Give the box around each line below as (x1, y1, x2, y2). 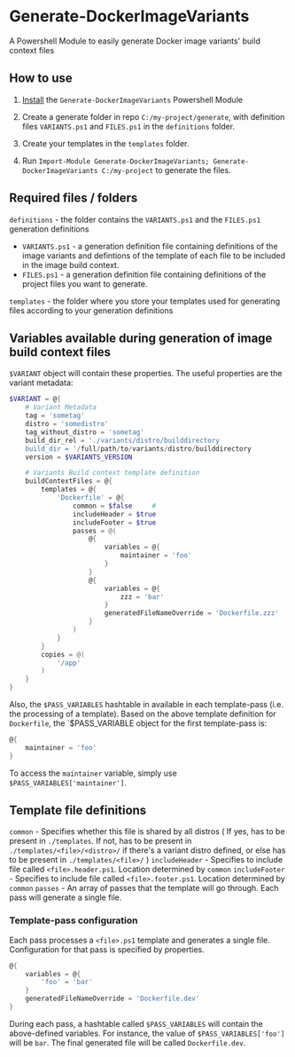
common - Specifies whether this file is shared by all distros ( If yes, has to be (9, 826, 285, 837)
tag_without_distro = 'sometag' (25, 428, 144, 437)
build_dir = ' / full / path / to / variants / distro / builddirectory (25, 444, 252, 454)
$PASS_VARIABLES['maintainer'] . (9, 777, 127, 787)
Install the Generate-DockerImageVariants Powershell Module (21, 94, 244, 105)
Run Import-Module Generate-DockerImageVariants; (21, 155, 210, 166)
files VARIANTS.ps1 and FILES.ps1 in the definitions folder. (21, 121, 236, 131)
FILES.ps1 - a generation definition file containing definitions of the (21, 269, 267, 280)
